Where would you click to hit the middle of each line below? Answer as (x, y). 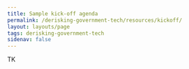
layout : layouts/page (39, 26)
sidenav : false (29, 40)
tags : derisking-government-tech (56, 33)
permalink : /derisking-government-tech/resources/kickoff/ (95, 20)
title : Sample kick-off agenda (53, 14)
